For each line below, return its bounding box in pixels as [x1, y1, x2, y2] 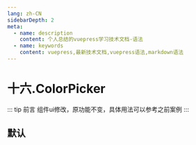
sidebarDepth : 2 [7, 17, 54, 24]
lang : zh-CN [7, 10, 42, 17]
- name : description [13, 29, 73, 37]
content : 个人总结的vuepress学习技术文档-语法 [19, 36, 144, 43]
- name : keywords [13, 42, 64, 49]
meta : [7, 23, 23, 30]
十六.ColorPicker [7, 81, 106, 97]
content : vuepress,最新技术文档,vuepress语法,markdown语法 [19, 49, 184, 56]
